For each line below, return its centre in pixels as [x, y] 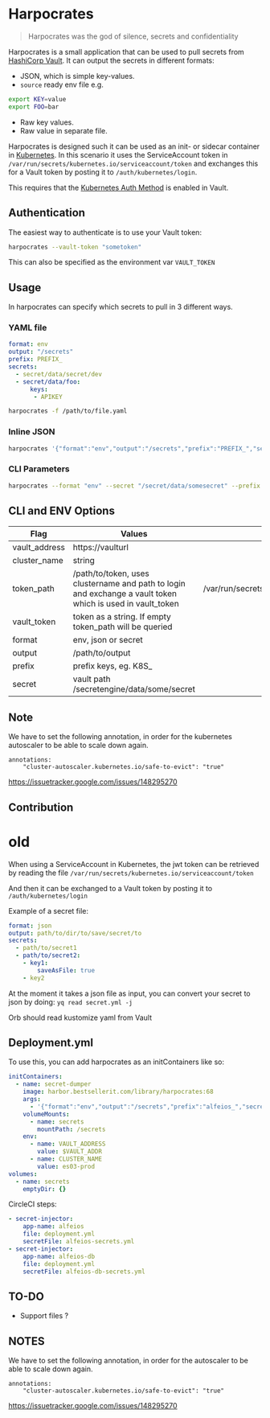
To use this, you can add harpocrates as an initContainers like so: [117, 1062]
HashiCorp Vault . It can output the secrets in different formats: [111, 60]
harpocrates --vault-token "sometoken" [75, 247]
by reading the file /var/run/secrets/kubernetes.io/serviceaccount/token [131, 873]
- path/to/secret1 [47, 948]
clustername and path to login [129, 583]
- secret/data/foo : [48, 382]
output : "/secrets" [41, 352]
